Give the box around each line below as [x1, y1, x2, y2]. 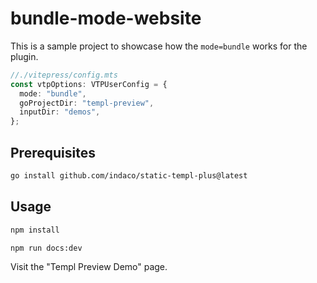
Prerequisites [10, 144, 96, 161]
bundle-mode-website [10, 7, 202, 30]
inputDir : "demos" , [19, 107, 101, 117]
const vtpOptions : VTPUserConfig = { [10, 79, 168, 89]
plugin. [10, 50, 39, 62]
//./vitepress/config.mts [10, 70, 118, 80]
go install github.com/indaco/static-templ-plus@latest [10, 171, 248, 181]
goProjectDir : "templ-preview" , [19, 98, 155, 108]
